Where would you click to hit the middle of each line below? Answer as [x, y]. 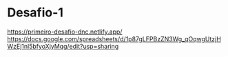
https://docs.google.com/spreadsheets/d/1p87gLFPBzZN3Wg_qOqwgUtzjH [114, 38]
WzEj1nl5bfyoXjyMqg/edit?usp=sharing [63, 46]
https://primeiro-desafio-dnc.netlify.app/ [65, 32]
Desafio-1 [35, 13]
